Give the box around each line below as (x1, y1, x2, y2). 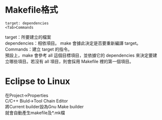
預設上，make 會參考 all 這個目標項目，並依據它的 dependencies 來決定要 (5, 52, 153, 58)
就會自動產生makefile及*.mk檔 (5, 110, 65, 116)
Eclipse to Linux (5, 76, 71, 87)
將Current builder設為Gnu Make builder (5, 103, 84, 109)
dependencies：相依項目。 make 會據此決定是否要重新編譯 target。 (5, 40, 141, 46)
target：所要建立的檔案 (5, 34, 51, 40)
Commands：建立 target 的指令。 (5, 46, 72, 52)
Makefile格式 (5, 4, 58, 16)
